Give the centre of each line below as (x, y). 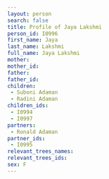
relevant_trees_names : (40, 152)
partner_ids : (26, 138)
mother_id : (23, 66)
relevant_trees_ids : (38, 158)
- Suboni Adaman (34, 92)
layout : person (30, 14)
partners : (22, 125)
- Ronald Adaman (34, 132)
